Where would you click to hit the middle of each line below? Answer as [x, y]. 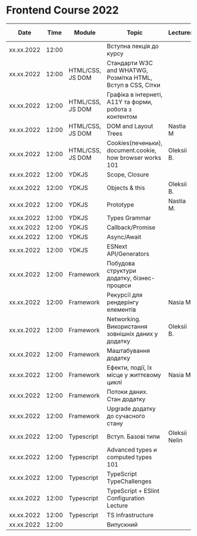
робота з [119, 109]
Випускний [122, 524]
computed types [129, 457]
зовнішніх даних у [132, 333]
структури [121, 271]
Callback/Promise [131, 227]
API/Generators [128, 254]
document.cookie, [131, 150]
